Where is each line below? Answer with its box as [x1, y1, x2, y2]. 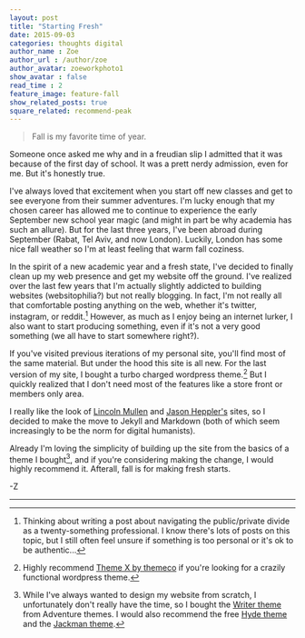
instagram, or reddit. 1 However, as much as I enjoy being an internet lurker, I [9, 310, 293, 322]
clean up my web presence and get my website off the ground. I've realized [9, 271, 292, 282]
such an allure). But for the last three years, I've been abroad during [9, 224, 263, 235]
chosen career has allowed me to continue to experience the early [9, 205, 257, 216]
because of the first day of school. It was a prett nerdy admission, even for [9, 158, 289, 169]
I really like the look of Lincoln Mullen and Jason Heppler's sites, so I [9, 405, 266, 416]
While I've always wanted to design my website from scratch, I [22, 590, 257, 601]
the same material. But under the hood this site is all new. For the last [9, 357, 267, 368]
